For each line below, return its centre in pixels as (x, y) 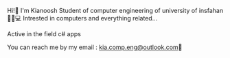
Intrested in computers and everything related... (90, 18)
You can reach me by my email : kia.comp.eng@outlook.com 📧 (95, 47)
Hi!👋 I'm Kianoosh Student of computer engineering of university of (102, 11)
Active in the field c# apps (44, 34)
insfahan (211, 11)
